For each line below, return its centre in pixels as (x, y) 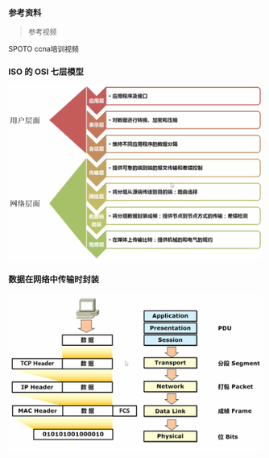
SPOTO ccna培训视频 (43, 49)
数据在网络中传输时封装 (54, 279)
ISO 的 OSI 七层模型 (46, 72)
